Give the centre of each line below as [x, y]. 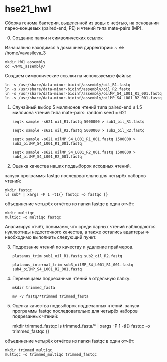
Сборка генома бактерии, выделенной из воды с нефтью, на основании [82, 23]
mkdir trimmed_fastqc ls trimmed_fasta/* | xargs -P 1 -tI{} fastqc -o [81, 326]
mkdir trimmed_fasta [34, 288]
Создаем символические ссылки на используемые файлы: [68, 75]
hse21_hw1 [28, 9]
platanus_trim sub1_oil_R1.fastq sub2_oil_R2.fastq [67, 256]
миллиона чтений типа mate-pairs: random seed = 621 [69, 112]
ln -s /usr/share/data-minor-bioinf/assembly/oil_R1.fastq [68, 85]
